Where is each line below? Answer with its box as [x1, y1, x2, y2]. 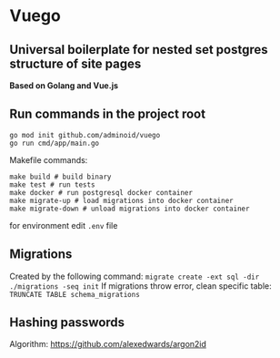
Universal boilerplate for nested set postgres [9, 42, 268, 57]
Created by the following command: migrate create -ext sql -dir [9, 271, 260, 281]
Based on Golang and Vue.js [9, 80, 119, 91]
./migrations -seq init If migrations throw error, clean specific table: [9, 280, 272, 292]
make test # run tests [9, 179, 95, 189]
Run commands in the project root [9, 107, 206, 122]
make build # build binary [9, 172, 112, 181]
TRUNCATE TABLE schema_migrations [9, 290, 141, 299]
